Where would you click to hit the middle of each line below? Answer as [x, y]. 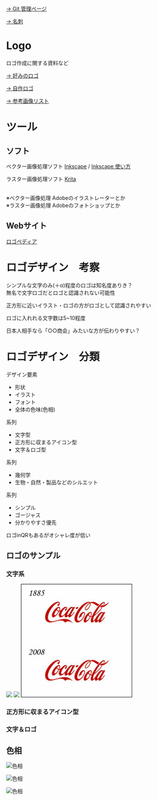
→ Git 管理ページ [27, 9]
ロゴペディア [22, 241]
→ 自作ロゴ [20, 88]
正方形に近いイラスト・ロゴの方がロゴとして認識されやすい [79, 305]
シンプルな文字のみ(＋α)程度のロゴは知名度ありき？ [70, 285]
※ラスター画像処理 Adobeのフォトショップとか [63, 205]
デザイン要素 [22, 374]
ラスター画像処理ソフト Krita [41, 179]
